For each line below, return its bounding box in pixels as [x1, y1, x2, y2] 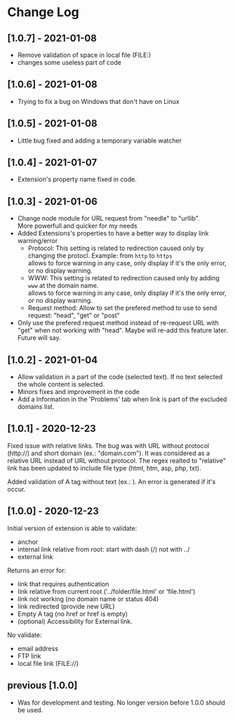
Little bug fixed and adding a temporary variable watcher [17, 136, 182, 145]
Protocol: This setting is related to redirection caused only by [27, 244, 204, 253]
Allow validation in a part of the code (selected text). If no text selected [17, 373, 223, 381]
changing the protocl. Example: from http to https [27, 251, 173, 260]
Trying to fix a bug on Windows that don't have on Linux [17, 97, 180, 105]
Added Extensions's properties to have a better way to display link [17, 229, 209, 237]
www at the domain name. [27, 282, 99, 290]
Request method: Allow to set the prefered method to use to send [27, 303, 217, 313]
